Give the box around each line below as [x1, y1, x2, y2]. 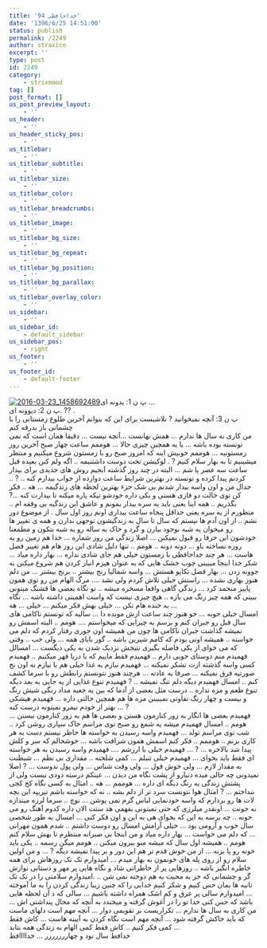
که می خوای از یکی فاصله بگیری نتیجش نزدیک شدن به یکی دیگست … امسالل [9, 643, 238, 652]
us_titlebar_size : [9, 175, 70, 183]
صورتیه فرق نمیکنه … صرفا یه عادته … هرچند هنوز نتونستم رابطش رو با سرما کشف [9, 667, 255, 678]
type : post [9, 57, 45, 65]
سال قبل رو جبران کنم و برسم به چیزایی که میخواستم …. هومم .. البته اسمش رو [9, 617, 246, 627]
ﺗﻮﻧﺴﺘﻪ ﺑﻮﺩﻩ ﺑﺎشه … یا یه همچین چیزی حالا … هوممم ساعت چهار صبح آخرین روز [9, 439, 243, 449]
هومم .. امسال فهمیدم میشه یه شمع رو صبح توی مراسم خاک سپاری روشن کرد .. [9, 718, 247, 728]
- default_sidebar [23, 330, 84, 339]
